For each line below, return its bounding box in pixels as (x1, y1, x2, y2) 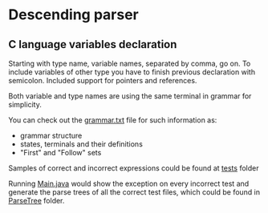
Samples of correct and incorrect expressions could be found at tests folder (8, 163, 259, 173)
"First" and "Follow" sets (19, 148, 102, 157)
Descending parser (8, 6, 139, 24)
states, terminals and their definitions (19, 139, 143, 149)
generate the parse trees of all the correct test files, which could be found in (8, 187, 261, 197)
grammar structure (19, 131, 83, 140)
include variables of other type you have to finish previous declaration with (8, 67, 255, 77)
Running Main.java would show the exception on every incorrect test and (8, 179, 250, 188)
